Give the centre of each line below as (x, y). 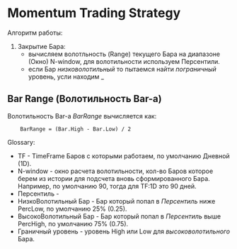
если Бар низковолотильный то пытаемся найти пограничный (122, 69)
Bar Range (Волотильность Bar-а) (85, 99)
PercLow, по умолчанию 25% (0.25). (72, 209)
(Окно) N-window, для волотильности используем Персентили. (124, 61)
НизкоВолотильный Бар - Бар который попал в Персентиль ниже (116, 201)
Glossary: (21, 142)
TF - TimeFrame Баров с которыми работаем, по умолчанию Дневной (123, 156)
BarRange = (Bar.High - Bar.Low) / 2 (76, 129)
